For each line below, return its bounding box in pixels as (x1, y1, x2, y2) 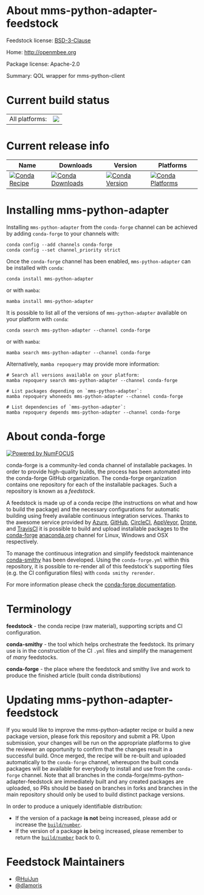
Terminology (6, 602, 72, 616)
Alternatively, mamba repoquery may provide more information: (6, 360, 160, 367)
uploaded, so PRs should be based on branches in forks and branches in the (6, 784, 198, 792)
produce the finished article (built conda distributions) (6, 672, 141, 679)
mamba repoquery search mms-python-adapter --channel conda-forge (6, 377, 178, 383)
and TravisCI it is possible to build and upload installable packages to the (6, 524, 189, 532)
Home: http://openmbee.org (6, 48, 76, 55)
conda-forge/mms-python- (116, 771, 184, 779)
